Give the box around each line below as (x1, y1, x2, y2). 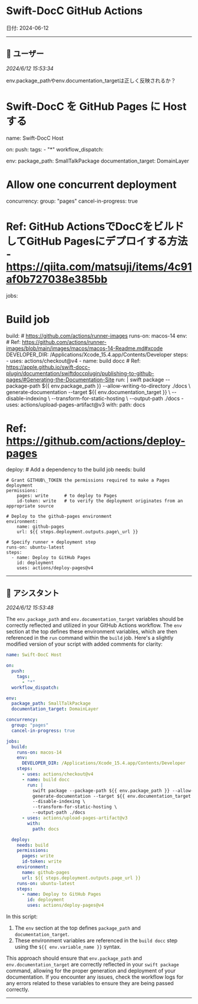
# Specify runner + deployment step (6, 539, 96, 546)
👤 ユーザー (6, 49, 44, 59)
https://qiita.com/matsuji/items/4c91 (6, 260, 192, 273)
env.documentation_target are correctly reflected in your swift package (6, 961, 179, 967)
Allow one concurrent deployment (6, 178, 177, 191)
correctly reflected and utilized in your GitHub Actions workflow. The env (6, 622, 182, 629)
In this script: (6, 913, 38, 920)
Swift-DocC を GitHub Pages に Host (6, 100, 187, 113)
